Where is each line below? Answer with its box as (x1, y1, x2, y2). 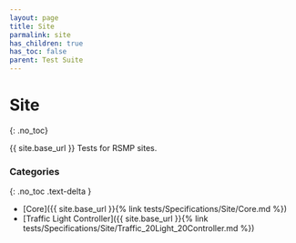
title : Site (9, 22, 55, 31)
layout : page (9, 13, 59, 23)
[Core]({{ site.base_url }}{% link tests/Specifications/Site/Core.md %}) (22, 204, 288, 215)
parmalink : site (9, 30, 71, 39)
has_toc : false (9, 47, 67, 56)
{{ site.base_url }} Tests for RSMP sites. (9, 142, 158, 153)
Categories (9, 165, 60, 177)
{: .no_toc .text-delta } (9, 186, 92, 197)
